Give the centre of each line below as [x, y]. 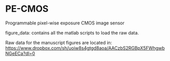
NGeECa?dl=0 [20, 53]
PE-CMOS [27, 9]
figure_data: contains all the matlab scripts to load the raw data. [72, 33]
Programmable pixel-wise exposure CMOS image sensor [65, 23]
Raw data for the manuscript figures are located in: [59, 42]
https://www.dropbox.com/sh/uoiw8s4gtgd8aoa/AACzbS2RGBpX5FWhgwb [85, 48]
